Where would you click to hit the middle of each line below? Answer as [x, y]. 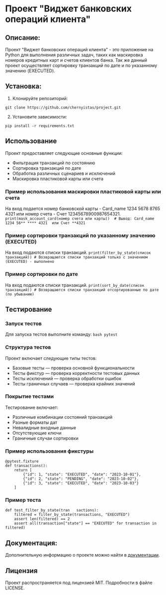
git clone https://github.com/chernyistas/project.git [63, 108]
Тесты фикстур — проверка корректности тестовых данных [76, 373]
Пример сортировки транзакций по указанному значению [80, 236]
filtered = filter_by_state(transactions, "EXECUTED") [72, 515]
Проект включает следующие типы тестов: [51, 358]
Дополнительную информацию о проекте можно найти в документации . [83, 555]
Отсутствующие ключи [37, 433]
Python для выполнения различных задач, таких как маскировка [74, 55]
